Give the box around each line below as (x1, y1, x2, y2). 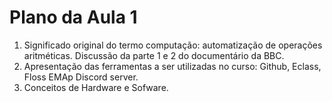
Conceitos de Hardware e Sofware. (23, 81, 169, 93)
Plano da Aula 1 (9, 6, 138, 29)
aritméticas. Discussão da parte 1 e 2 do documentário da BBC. (23, 49, 285, 61)
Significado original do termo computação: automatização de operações (23, 39, 323, 51)
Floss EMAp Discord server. (23, 71, 139, 83)
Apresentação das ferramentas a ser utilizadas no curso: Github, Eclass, (23, 60, 322, 72)
